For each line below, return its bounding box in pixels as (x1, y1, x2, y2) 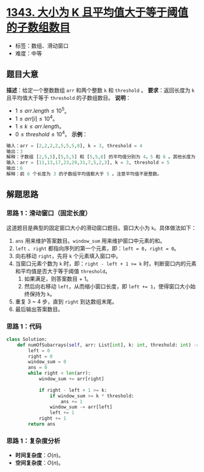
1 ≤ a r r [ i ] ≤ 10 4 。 (15, 114, 58, 122)
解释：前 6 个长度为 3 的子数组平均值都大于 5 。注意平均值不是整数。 (6, 171, 162, 177)
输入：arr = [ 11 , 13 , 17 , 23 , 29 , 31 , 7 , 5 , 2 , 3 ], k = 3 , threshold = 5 (6, 159, 170, 166)
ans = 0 (28, 364, 47, 371)
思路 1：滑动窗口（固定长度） (6, 209, 92, 218)
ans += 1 (60, 398, 83, 404)
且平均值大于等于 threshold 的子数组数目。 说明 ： (6, 94, 132, 101)
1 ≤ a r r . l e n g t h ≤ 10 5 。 (15, 106, 70, 114)
